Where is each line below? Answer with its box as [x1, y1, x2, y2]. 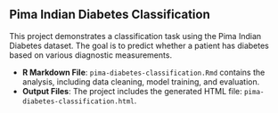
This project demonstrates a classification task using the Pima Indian [9, 30, 262, 41]
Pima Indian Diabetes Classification [9, 7, 211, 22]
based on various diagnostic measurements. [9, 49, 172, 61]
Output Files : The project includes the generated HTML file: [21, 85, 242, 96]
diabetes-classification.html [21, 97, 135, 106]
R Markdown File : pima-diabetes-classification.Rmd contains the [21, 67, 266, 77]
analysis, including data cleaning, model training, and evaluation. [21, 76, 260, 87]
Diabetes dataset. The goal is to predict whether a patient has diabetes [9, 40, 269, 51]
